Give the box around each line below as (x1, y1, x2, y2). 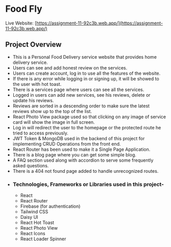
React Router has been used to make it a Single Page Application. (12, 146, 151, 152)
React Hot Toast (20, 219, 55, 226)
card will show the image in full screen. (12, 119, 95, 125)
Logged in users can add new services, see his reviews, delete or (12, 92, 151, 98)
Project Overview (5, 40, 62, 49)
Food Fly (5, 3, 42, 15)
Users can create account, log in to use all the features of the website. (12, 70, 161, 76)
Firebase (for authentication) (20, 203, 81, 210)
